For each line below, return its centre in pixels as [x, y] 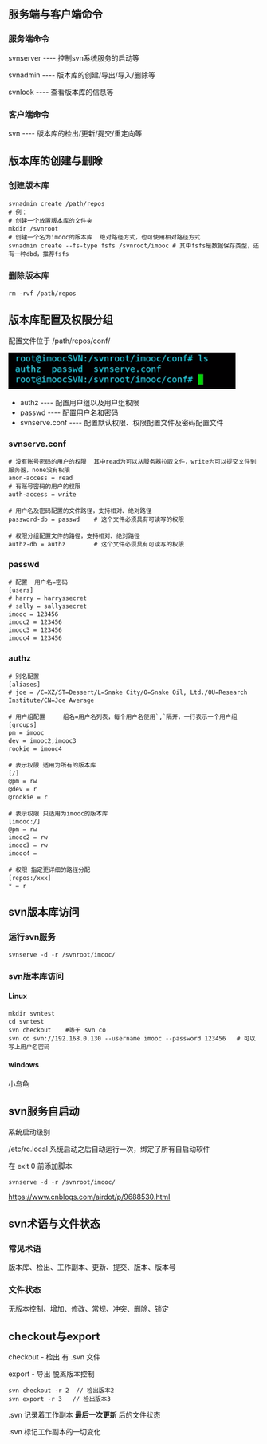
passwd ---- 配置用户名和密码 [69, 412]
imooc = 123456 [33, 614]
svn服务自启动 [44, 1111]
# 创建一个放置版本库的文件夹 [51, 221]
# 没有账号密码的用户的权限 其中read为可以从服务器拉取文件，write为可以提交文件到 [132, 462]
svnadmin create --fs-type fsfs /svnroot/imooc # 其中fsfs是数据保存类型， [131, 246]
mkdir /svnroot [33, 229]
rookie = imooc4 [35, 748]
